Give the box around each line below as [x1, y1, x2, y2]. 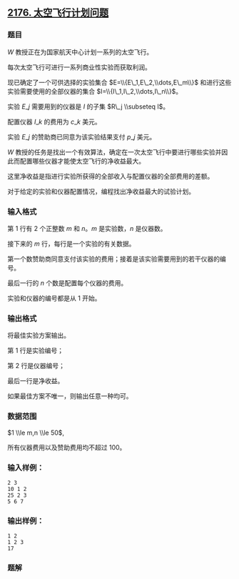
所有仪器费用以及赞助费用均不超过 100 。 [7, 442, 126, 452]
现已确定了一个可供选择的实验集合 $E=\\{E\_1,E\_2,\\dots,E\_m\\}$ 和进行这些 [7, 78, 232, 86]
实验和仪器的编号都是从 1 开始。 [7, 294, 101, 302]
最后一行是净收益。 [7, 377, 64, 385]
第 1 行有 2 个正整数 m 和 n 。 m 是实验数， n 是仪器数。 [7, 224, 167, 232]
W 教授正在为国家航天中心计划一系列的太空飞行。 [7, 47, 153, 56]
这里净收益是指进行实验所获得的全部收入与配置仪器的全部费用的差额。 [7, 172, 214, 180]
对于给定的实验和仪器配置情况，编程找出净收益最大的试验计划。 [7, 187, 195, 195]
